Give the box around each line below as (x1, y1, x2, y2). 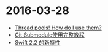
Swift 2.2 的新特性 (14, 39, 61, 46)
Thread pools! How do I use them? (14, 24, 102, 31)
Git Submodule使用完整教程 (14, 31, 85, 39)
